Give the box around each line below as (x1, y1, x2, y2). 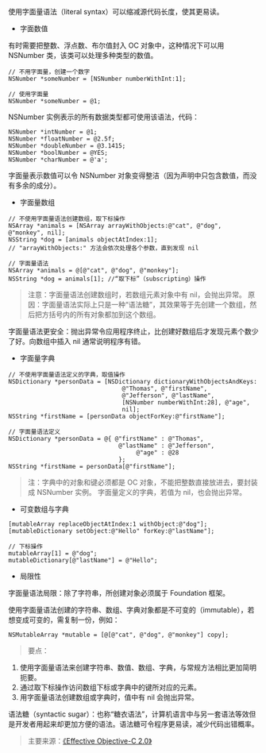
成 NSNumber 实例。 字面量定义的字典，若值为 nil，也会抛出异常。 (27, 488, 247, 496)
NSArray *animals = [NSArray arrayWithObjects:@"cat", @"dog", (8, 222, 222, 230)
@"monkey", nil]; (8, 229, 66, 237)
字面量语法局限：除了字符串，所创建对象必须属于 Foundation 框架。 (8, 589, 230, 597)
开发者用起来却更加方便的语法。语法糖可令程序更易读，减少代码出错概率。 (14, 720, 259, 728)
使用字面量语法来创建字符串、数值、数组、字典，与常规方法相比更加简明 (19, 662, 256, 672)
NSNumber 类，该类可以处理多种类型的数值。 (8, 51, 158, 60)
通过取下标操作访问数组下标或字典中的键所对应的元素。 (19, 682, 201, 692)
